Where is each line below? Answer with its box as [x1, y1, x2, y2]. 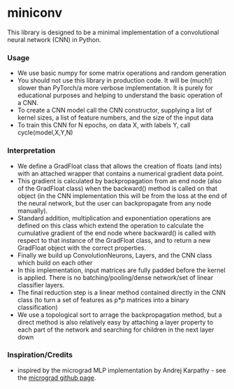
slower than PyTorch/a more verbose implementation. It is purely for [17, 84, 214, 92]
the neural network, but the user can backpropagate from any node [17, 199, 212, 207]
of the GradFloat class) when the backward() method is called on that [17, 184, 218, 192]
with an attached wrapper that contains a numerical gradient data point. [17, 169, 224, 178]
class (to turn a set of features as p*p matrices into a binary [17, 295, 189, 304]
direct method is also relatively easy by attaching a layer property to [17, 318, 214, 326]
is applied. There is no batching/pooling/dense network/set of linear [17, 273, 214, 281]
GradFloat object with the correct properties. [17, 243, 147, 252]
